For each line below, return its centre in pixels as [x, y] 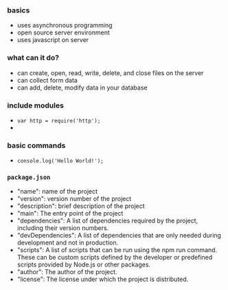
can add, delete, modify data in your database [82, 87]
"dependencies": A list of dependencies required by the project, [107, 221]
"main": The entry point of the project [70, 214]
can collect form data [47, 80]
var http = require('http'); [59, 121]
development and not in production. [68, 242]
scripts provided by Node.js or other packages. [84, 265]
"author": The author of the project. [67, 272]
